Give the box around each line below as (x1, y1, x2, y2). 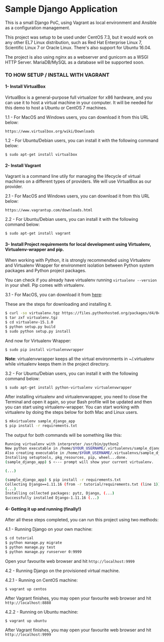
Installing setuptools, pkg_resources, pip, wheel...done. (5, 455, 128, 460)
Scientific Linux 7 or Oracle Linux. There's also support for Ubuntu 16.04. (5, 44, 151, 50)
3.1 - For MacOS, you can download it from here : (5, 292, 102, 298)
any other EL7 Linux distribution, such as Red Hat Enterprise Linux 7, (5, 39, 143, 45)
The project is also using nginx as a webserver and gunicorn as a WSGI (5, 54, 149, 60)
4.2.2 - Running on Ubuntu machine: (5, 609, 79, 615)
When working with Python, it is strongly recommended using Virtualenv (5, 257, 151, 263)
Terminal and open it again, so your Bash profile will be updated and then (5, 399, 152, 405)
